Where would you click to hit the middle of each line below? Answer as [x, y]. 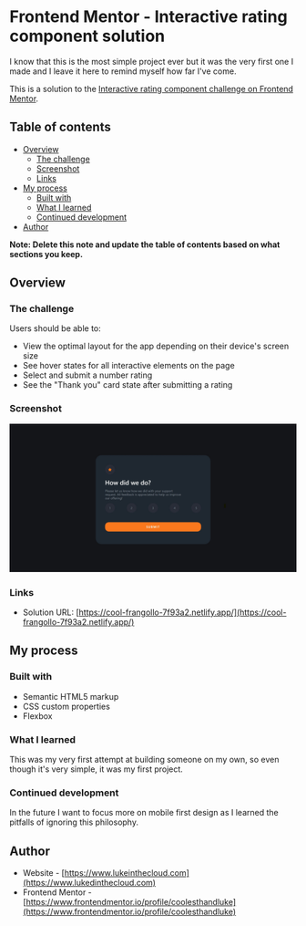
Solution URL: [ [51, 612]
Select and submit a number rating [87, 375]
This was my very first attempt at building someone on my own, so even [144, 759]
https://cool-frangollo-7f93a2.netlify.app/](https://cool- [183, 612]
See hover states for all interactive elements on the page [128, 366]
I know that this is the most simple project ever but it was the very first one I [152, 61]
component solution [87, 36]
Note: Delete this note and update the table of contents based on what [145, 245]
